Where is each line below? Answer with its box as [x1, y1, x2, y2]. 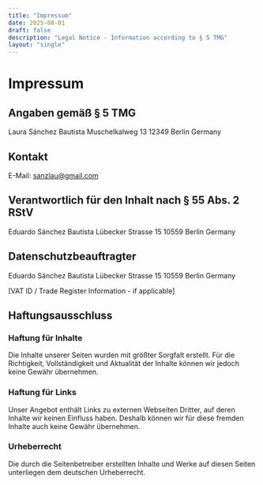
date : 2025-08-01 [8, 19, 66, 27]
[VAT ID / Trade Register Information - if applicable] [8, 285, 175, 296]
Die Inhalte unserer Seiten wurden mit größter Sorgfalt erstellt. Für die [8, 350, 235, 360]
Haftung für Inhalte [8, 332, 83, 343]
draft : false [8, 26, 51, 34]
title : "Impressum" [8, 11, 73, 20]
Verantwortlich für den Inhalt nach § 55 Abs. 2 [8, 194, 240, 207]
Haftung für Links [8, 387, 77, 398]
